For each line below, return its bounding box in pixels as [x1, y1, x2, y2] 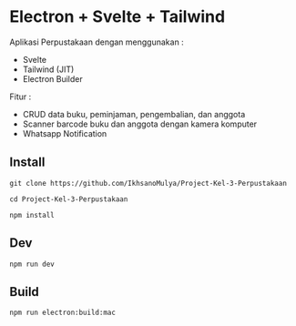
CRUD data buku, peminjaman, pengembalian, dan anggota [22, 108, 246, 119]
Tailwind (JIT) [22, 64, 75, 75]
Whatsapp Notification [22, 127, 107, 138]
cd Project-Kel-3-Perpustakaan [9, 194, 128, 204]
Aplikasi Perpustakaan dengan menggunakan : [9, 36, 184, 47]
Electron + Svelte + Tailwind [9, 6, 226, 27]
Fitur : [9, 91, 32, 102]
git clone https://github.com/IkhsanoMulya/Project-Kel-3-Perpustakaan [9, 178, 287, 188]
